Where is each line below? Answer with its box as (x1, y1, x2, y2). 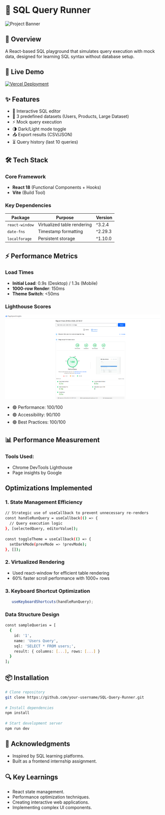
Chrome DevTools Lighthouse (12, 464, 73, 470)
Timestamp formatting (37, 229, 83, 234)
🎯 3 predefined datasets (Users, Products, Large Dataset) (12, 114, 129, 119)
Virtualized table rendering (37, 222, 92, 228)
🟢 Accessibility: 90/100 (12, 412, 61, 418)
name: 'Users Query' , (14, 638, 58, 643)
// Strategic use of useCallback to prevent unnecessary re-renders (5, 510, 149, 515)
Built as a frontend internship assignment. (12, 758, 97, 764)
